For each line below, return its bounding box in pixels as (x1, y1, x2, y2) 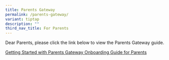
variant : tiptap (5, 16, 39, 21)
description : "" (5, 21, 39, 26)
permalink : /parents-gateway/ (5, 12, 69, 17)
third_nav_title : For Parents (5, 26, 69, 31)
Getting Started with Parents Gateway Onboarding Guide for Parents (5, 49, 147, 55)
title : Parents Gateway (5, 7, 55, 12)
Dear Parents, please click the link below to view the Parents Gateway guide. (5, 39, 164, 45)
